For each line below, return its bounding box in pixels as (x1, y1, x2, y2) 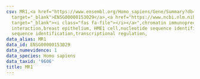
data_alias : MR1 (6, 36, 46, 42)
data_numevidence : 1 (6, 48, 58, 53)
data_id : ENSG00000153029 (6, 42, 70, 48)
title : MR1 (6, 64, 33, 70)
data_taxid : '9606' (6, 58, 55, 64)
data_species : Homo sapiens (6, 53, 76, 59)
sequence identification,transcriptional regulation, (11, 31, 148, 37)
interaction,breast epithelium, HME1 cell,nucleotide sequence (11, 25, 171, 31)
